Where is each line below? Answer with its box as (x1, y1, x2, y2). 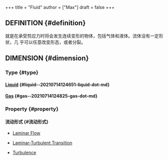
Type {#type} (5, 69, 39, 76)
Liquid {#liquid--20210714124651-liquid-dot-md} (5, 82, 110, 88)
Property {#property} (5, 106, 59, 113)
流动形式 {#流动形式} (5, 118, 49, 125)
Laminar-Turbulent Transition (12, 140, 73, 146)
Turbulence (12, 149, 37, 155)
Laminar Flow (12, 130, 41, 136)
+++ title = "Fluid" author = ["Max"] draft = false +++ (5, 5, 115, 10)
